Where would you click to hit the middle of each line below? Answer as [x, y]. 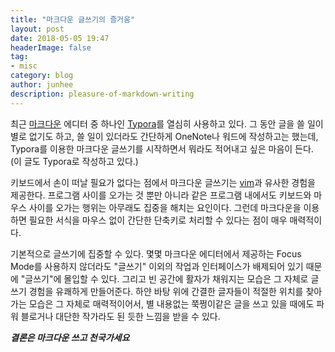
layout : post [37, 29]
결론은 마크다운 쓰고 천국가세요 [70, 337]
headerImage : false [51, 47]
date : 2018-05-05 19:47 [60, 38]
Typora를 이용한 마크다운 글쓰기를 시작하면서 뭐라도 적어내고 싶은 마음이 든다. [162, 148]
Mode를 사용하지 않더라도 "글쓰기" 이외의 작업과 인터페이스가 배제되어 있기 [157, 266]
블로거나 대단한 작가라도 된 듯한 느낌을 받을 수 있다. [120, 316]
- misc [24, 66]
